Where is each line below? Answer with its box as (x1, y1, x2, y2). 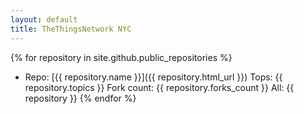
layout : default (10, 14, 78, 25)
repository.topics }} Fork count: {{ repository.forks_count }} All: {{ (24, 81, 295, 93)
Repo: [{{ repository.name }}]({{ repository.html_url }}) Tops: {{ (24, 71, 283, 83)
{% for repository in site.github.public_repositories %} (10, 51, 233, 63)
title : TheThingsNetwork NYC (10, 24, 132, 34)
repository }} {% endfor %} (24, 92, 137, 104)
